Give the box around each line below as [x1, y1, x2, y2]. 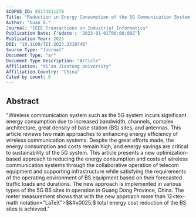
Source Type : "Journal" [6, 47, 65, 53]
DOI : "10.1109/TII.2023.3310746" [6, 42, 88, 48]
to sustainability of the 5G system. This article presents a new [6, 149, 156, 156]
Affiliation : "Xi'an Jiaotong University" [6, 63, 111, 69]
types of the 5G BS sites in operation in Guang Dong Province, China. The [6, 186, 184, 193]
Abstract [6, 96, 39, 106]
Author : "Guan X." [6, 19, 51, 25]
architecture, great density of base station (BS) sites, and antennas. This [6, 124, 181, 131]
